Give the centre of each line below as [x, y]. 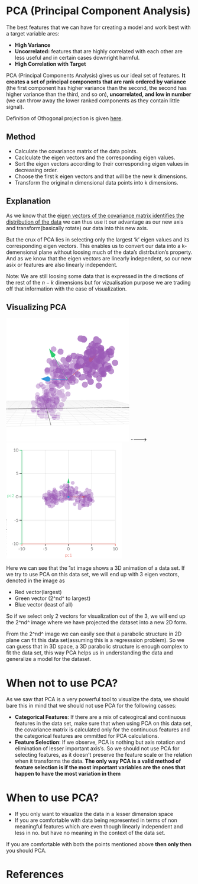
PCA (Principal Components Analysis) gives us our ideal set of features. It [96, 75]
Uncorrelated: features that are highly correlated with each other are [99, 51]
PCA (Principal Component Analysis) [98, 11]
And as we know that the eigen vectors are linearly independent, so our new [99, 258]
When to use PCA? [53, 798]
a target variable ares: [33, 33]
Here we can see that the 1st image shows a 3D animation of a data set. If [95, 568]
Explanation [29, 201]
